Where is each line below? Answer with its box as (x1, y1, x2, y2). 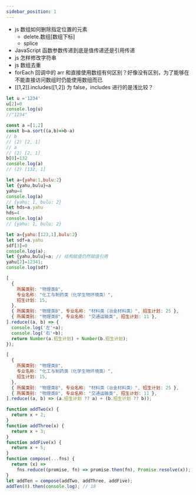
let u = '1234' (6, 95, 41, 101)
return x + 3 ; (11, 428, 46, 434)
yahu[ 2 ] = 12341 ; (6, 259, 44, 265)
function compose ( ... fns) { (6, 456, 75, 462)
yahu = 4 (6, 188, 22, 194)
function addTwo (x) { (6, 406, 59, 412)
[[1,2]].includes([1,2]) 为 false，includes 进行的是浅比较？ (14, 83, 154, 90)
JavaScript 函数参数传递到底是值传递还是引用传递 (14, 47, 135, 54)
